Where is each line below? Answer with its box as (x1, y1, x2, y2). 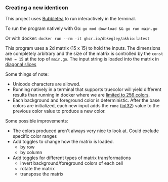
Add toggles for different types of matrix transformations (12, 155, 131, 161)
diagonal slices (5, 62, 36, 68)
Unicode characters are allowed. (12, 81, 81, 87)
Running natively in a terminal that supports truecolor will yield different (12, 86, 162, 93)
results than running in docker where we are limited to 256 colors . (12, 92, 150, 98)
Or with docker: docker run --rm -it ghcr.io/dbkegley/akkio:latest (5, 35, 150, 42)
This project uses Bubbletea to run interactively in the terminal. (5, 16, 136, 22)
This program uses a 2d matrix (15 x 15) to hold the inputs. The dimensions (5, 45, 161, 51)
